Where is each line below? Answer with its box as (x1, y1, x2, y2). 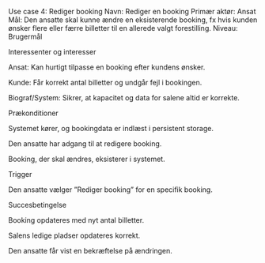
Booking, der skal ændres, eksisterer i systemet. (8, 154, 165, 163)
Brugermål (8, 32, 43, 41)
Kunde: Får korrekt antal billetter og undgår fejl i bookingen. (8, 78, 203, 87)
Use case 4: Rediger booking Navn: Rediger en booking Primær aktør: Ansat (8, 7, 256, 16)
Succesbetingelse (8, 201, 67, 209)
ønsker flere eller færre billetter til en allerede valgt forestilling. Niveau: (8, 24, 238, 32)
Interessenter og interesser (8, 47, 97, 56)
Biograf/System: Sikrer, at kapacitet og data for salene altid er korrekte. (8, 93, 240, 102)
